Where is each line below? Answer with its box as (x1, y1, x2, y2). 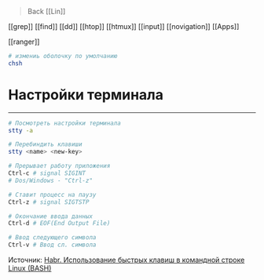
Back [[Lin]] (27, 7, 66, 16)
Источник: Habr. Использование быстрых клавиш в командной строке (8, 255, 245, 265)
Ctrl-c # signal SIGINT (8, 169, 86, 177)
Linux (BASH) (8, 264, 52, 273)
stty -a (8, 126, 34, 134)
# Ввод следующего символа (8, 234, 97, 242)
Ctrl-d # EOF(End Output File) (8, 220, 111, 227)
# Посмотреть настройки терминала (8, 119, 122, 127)
